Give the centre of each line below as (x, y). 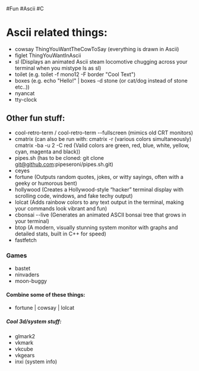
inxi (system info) (36, 361)
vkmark (24, 343)
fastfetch (26, 240)
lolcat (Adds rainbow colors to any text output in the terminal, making (99, 202)
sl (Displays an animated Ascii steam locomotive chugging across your (101, 61)
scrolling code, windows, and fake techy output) (74, 196)
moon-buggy (31, 281)
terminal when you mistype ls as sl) (58, 68)
